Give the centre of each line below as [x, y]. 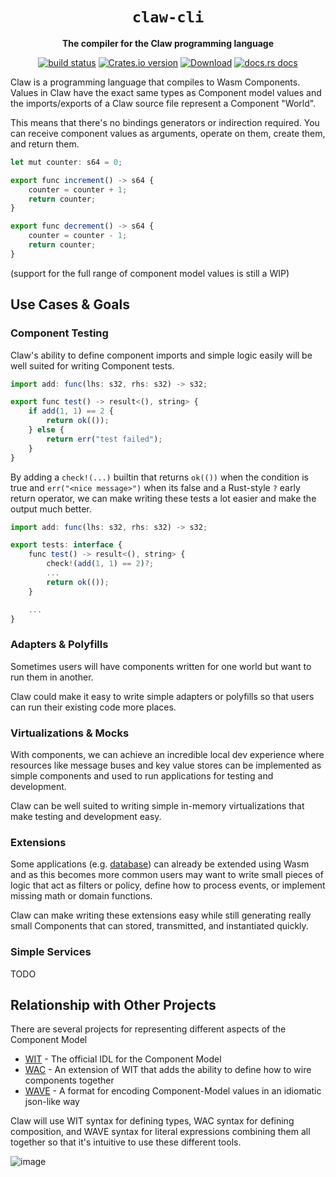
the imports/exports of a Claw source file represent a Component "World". [163, 103]
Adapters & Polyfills [59, 645]
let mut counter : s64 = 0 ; [66, 162]
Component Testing [59, 333]
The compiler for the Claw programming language [168, 43]
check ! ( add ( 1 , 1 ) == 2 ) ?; [100, 564]
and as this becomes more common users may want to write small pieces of [167, 875]
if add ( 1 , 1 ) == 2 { [71, 411]
